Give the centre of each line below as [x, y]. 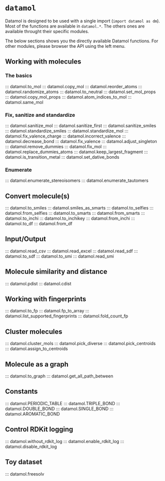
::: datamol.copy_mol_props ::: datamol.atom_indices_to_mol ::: [68, 97]
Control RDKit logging [39, 429]
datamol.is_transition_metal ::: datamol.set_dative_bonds [62, 157]
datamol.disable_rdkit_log [31, 447]
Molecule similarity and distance [56, 272]
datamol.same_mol [24, 102]
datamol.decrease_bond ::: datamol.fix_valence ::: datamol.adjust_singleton [81, 141]
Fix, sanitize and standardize [40, 115]
